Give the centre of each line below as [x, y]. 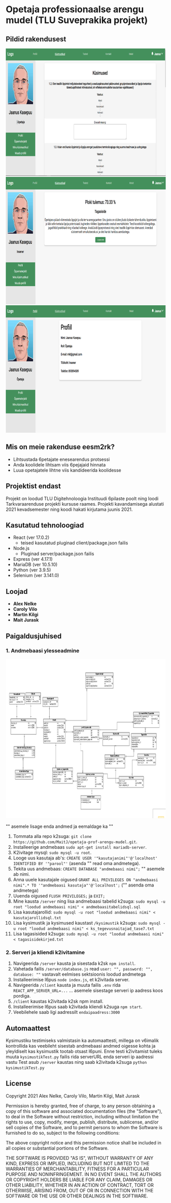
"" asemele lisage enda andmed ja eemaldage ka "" [60, 826]
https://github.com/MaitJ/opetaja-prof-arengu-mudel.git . [75, 842]
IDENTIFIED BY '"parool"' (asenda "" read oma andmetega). [77, 863]
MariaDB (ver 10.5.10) [35, 565]
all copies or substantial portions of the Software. [57, 1148]
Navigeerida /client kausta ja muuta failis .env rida [67, 985]
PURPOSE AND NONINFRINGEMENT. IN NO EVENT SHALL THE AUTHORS [84, 1174]
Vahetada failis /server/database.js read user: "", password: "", [83, 969]
